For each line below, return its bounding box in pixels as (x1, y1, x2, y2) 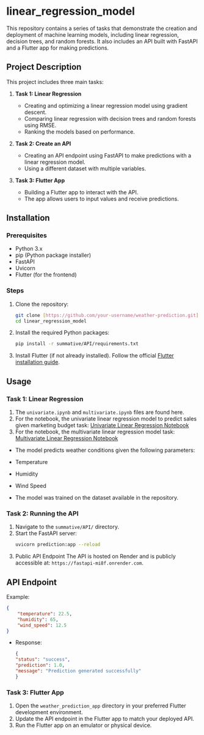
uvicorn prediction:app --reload (15, 541, 101, 548)
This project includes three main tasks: (6, 78, 104, 85)
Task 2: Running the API (6, 509, 79, 517)
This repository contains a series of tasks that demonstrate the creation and (6, 25, 197, 32)
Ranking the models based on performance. (24, 128, 136, 135)
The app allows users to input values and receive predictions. (24, 195, 179, 202)
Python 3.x (15, 245, 43, 253)
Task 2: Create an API (15, 140, 71, 147)
